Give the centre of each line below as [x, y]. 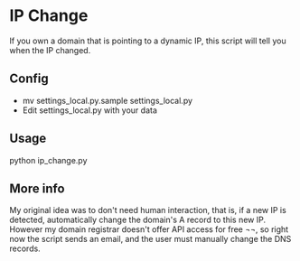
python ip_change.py [48, 160]
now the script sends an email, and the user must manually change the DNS [150, 239]
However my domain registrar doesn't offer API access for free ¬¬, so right [149, 229]
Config [29, 79]
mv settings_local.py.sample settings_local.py [107, 100]
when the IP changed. [50, 50]
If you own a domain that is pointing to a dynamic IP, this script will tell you [148, 41]
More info [37, 188]
